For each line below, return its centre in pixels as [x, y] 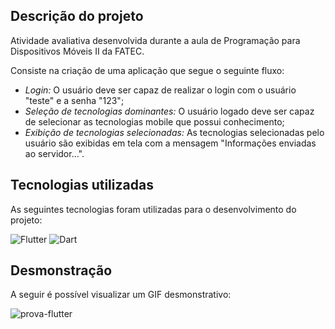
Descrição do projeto [77, 16]
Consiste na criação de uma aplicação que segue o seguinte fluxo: [147, 70]
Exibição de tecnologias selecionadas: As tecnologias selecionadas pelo [174, 132]
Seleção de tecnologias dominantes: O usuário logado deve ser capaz [169, 111]
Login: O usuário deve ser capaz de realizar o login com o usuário [160, 90]
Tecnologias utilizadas [82, 185]
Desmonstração [61, 270]
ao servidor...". [54, 153]
